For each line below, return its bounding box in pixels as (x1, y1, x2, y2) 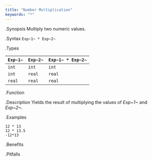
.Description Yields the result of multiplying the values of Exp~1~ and (5, 99, 147, 105)
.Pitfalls (5, 151, 20, 157)
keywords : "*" (5, 12, 35, 17)
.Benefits (5, 141, 24, 147)
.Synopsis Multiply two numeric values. (5, 25, 86, 31)
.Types (5, 45, 19, 51)
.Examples (5, 114, 26, 120)
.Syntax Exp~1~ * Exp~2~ (5, 35, 56, 41)
